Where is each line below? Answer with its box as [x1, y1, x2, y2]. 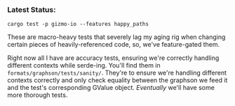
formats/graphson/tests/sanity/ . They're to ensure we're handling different [7, 68, 227, 77]
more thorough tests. [7, 91, 68, 99]
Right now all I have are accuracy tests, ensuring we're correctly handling [7, 54, 220, 62]
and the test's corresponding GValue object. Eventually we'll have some [7, 84, 215, 92]
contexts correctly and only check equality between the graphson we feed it [7, 76, 228, 84]
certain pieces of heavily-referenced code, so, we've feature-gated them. [7, 40, 220, 49]
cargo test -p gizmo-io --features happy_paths [7, 21, 149, 28]
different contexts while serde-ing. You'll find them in [7, 61, 161, 70]
